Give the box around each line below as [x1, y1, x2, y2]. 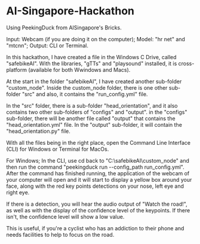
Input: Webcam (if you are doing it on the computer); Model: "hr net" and [6, 35, 185, 42]
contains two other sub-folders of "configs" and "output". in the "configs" [6, 108, 187, 115]
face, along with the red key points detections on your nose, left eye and [6, 182, 184, 190]
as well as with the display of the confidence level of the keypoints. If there [6, 206, 190, 213]
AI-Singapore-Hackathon [6, 4, 134, 18]
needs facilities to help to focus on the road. [6, 231, 115, 238]
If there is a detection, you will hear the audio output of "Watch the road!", [6, 200, 187, 208]
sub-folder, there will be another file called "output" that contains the [6, 115, 176, 122]
